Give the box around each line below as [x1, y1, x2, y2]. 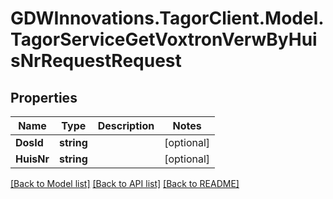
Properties [10, 89, 78, 106]
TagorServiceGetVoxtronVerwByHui [10, 28, 318, 51]
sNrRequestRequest [10, 50, 182, 72]
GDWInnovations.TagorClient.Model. [10, 7, 325, 30]
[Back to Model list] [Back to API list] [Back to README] [10, 178, 240, 189]
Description [97, 119, 155, 132]
